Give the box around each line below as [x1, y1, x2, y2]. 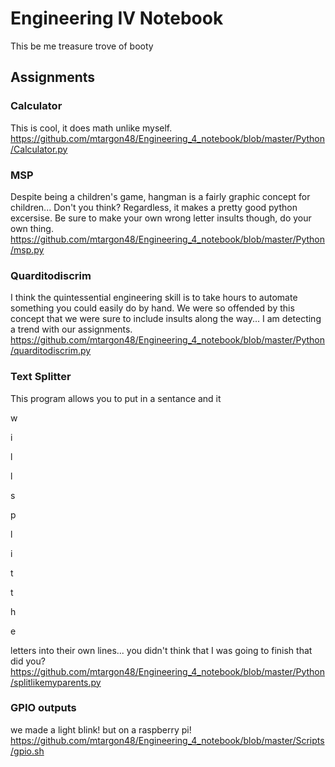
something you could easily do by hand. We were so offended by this [10, 302, 295, 314]
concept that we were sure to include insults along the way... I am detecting [10, 313, 322, 325]
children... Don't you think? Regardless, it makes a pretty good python [10, 201, 298, 213]
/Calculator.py [10, 143, 68, 155]
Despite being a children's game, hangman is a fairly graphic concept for [10, 190, 311, 202]
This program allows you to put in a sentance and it [10, 392, 222, 404]
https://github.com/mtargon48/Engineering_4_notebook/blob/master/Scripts [10, 734, 325, 746]
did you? [10, 655, 46, 667]
